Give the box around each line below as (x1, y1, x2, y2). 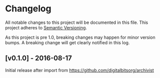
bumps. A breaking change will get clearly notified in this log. (5, 39, 130, 45)
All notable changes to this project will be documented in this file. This (5, 19, 149, 25)
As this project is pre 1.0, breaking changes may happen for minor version (5, 34, 156, 40)
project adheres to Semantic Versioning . (5, 24, 87, 30)
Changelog (5, 3, 52, 14)
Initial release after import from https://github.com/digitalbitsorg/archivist (5, 67, 155, 73)
